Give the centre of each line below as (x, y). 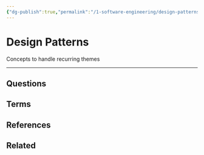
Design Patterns (48, 42)
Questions (26, 84)
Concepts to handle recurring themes (53, 59)
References (29, 125)
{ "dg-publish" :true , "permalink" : (49, 12)
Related (21, 146)
